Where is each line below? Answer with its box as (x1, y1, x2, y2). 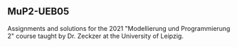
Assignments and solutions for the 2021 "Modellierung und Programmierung (7, 24, 231, 32)
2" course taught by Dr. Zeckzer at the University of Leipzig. (7, 32, 184, 40)
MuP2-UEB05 (7, 6, 70, 18)
